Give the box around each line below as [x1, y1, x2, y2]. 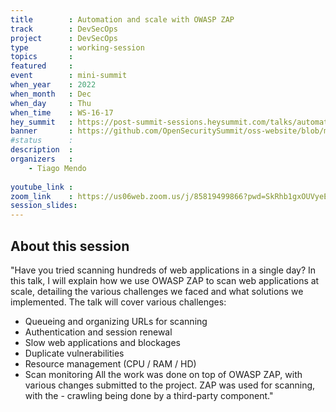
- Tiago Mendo [28, 163, 87, 173]
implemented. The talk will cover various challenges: [10, 296, 227, 308]
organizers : [10, 154, 74, 164]
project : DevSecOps [10, 33, 118, 43]
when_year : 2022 [10, 80, 97, 90]
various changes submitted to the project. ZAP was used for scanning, [24, 379, 316, 391]
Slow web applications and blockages [24, 336, 182, 348]
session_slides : [10, 201, 78, 211]
